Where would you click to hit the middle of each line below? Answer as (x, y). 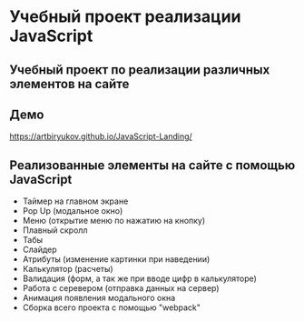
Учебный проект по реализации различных (140, 70)
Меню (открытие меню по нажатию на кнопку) (114, 221)
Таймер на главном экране (75, 201)
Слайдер (39, 250)
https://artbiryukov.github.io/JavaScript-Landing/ (101, 136)
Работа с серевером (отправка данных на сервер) (121, 288)
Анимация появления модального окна (99, 298)
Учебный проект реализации (125, 17)
